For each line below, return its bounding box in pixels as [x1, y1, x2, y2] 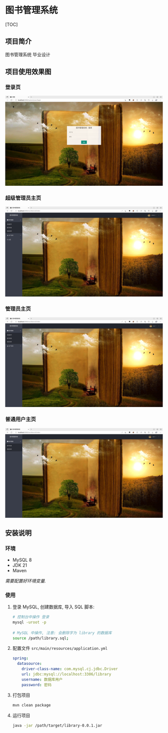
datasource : [17, 661, 42, 666]
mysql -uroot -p [12, 619, 46, 625]
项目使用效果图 [5, 68, 51, 76]
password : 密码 [21, 682, 51, 687]
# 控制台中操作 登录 [12, 614, 49, 620]
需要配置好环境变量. [5, 578, 46, 584]
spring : [12, 656, 28, 661]
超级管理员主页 [5, 194, 41, 201]
